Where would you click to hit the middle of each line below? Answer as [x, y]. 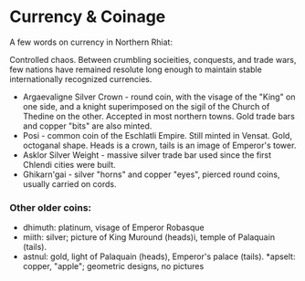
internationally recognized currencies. [81, 78]
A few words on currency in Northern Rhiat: [91, 42]
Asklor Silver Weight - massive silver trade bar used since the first [147, 155]
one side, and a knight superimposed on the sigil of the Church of [146, 106]
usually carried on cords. [69, 183]
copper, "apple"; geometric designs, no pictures [113, 266]
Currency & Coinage [88, 17]
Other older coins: [51, 207]
